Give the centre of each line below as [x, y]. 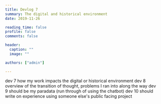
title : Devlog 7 [21, 9]
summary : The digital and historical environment [56, 14]
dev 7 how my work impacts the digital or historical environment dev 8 [75, 81]
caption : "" [22, 49]
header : [13, 45]
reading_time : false [26, 27]
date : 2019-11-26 [23, 18]
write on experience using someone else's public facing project [69, 96]
